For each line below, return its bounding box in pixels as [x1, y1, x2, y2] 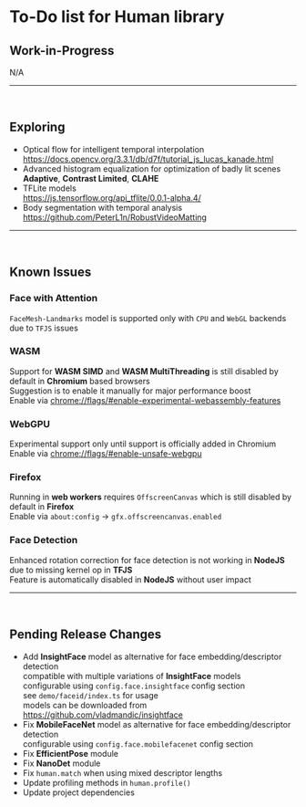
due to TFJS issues [9, 322, 79, 333]
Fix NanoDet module [22, 758, 101, 769]
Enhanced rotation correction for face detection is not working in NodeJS [9, 554, 285, 565]
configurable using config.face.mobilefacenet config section [22, 738, 253, 749]
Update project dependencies [22, 787, 135, 798]
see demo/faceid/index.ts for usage [22, 689, 159, 700]
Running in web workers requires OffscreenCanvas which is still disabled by [9, 491, 292, 503]
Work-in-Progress [9, 43, 115, 58]
